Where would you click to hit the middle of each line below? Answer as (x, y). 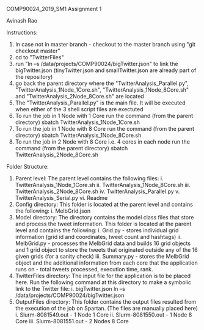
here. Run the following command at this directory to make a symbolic (103, 282)
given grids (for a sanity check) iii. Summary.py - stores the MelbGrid (102, 256)
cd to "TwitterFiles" (39, 57)
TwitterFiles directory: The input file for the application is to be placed (103, 276)
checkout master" (38, 51)
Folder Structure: (27, 167)
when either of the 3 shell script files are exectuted (79, 109)
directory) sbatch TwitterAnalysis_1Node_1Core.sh (78, 122)
